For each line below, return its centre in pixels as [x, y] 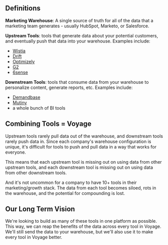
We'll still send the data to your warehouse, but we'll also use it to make [79, 232]
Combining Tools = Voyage [48, 124]
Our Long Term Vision [40, 209]
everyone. [16, 152]
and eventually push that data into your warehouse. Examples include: [78, 41]
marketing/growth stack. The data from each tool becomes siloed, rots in [81, 188]
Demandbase [26, 97]
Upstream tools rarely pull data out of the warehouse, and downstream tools [84, 136]
